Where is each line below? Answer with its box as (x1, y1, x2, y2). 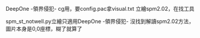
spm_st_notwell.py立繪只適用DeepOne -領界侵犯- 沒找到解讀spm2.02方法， (5, 18, 194, 25)
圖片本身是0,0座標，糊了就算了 (5, 26, 83, 32)
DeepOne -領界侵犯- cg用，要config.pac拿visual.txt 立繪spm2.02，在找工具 (5, 5, 195, 12)
